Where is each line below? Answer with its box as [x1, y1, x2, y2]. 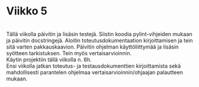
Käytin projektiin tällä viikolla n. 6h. [6, 56, 92, 63]
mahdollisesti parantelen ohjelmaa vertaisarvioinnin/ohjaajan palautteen [6, 68, 183, 76]
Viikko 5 [6, 4, 48, 18]
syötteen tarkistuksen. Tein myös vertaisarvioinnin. [6, 49, 132, 56]
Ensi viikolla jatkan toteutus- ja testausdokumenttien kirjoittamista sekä [6, 62, 181, 70]
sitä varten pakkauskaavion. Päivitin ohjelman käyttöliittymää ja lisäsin [6, 43, 179, 50]
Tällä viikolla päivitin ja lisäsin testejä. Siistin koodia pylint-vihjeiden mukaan [6, 30, 193, 37]
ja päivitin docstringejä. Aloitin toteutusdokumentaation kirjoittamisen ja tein [6, 37, 193, 44]
